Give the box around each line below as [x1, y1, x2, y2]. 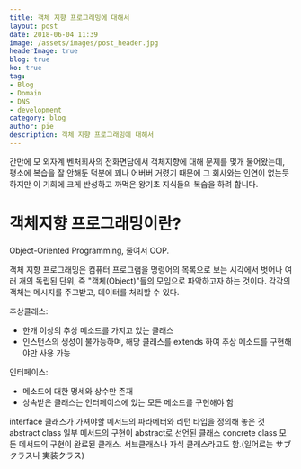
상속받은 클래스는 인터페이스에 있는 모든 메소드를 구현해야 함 [22, 397, 235, 408]
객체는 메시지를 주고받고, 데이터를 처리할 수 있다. [9, 286, 180, 297]
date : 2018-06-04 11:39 [9, 30, 99, 39]
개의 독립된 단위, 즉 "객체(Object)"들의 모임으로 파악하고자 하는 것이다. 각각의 [18, 275, 291, 286]
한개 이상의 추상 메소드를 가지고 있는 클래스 [22, 325, 174, 336]
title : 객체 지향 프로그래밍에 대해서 [9, 13, 130, 23]
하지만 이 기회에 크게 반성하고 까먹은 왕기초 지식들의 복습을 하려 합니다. [9, 178, 259, 189]
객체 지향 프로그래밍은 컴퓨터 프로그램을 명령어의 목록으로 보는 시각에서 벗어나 [9, 264, 283, 275]
